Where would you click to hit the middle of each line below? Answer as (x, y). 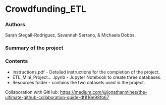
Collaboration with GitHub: (32, 92)
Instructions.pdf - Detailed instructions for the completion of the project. (86, 72)
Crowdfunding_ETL (46, 9)
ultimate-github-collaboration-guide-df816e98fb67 (57, 97)
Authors (15, 25)
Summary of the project (34, 48)
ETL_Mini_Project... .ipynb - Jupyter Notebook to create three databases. (87, 77)
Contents (17, 61)
